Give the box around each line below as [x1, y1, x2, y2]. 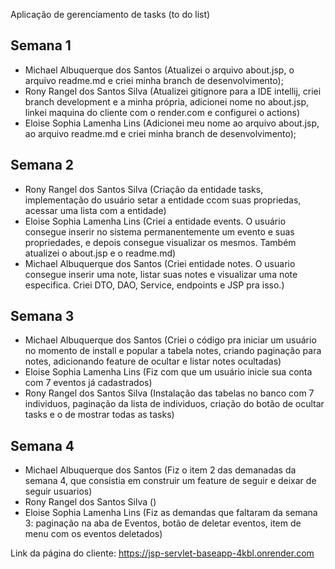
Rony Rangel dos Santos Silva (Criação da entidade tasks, [24, 183, 264, 195]
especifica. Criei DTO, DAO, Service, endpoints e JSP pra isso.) [24, 279, 285, 291]
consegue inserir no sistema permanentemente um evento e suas [24, 225, 295, 238]
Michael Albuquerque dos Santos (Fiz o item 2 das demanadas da [24, 464, 297, 476]
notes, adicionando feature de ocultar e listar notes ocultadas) [24, 355, 282, 368]
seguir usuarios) [24, 485, 93, 498]
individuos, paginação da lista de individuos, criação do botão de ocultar [24, 398, 325, 410]
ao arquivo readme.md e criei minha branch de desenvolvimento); [24, 127, 297, 139]
